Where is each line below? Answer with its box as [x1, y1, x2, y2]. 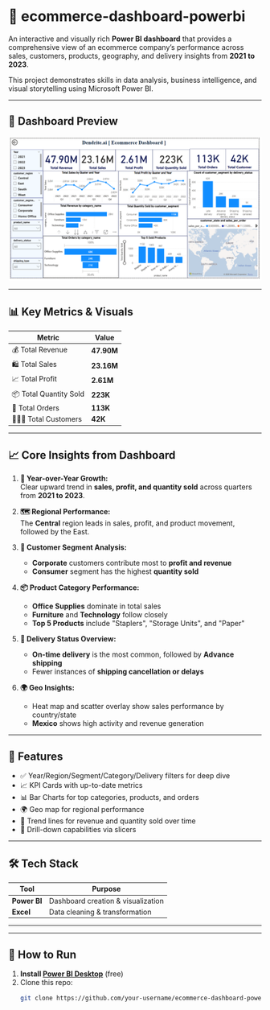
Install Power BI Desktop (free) [19, 969, 124, 979]
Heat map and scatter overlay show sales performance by [31, 702, 224, 711]
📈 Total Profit [11, 374, 58, 384]
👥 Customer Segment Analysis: [19, 542, 127, 552]
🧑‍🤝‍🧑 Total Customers [11, 414, 83, 424]
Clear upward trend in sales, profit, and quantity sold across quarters [19, 482, 252, 492]
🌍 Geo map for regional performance [19, 805, 145, 814]
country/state [31, 710, 77, 719]
